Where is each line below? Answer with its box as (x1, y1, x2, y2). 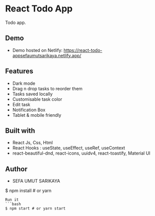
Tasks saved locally (12, 91, 53, 97)
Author (5, 165, 27, 173)
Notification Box (12, 107, 46, 113)
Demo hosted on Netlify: (12, 47, 63, 53)
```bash (5, 202, 21, 207)
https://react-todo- (63, 47, 103, 53)
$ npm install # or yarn (5, 188, 52, 194)
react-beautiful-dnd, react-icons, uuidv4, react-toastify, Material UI (12, 150, 151, 156)
